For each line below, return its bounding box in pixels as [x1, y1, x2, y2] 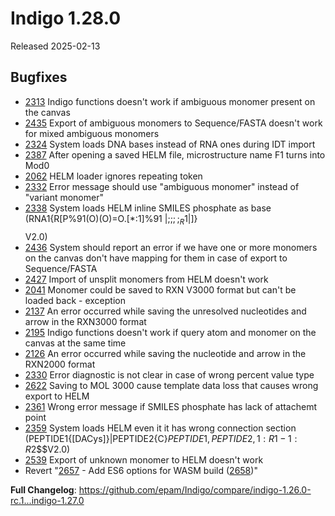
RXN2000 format [24, 358, 96, 370]
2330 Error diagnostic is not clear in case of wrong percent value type [24, 368, 315, 381]
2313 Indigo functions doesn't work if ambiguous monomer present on [24, 95, 316, 107]
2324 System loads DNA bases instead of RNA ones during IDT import [24, 138, 316, 150]
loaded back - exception [24, 294, 126, 306]
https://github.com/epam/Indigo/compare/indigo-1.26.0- [78, 483, 312, 496]
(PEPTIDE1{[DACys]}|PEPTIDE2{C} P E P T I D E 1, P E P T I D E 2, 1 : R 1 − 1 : [24, 432, 298, 444]
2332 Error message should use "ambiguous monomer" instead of [24, 180, 300, 192]
